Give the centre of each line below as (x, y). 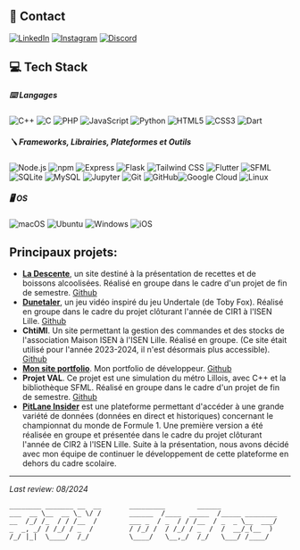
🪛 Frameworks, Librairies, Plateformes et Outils (100, 142)
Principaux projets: (63, 252)
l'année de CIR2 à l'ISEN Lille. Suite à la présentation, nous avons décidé (155, 444)
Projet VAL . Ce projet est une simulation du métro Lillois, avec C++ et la (154, 378)
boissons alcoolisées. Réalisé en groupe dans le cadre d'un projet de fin (154, 283)
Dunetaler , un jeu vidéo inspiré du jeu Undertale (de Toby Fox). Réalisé (153, 302)
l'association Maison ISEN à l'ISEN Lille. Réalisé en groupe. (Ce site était (154, 339)
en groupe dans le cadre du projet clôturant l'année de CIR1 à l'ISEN (147, 311)
